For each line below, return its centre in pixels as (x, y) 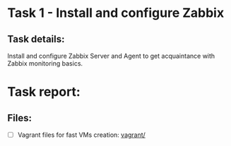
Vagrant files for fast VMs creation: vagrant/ (82, 135)
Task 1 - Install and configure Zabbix (116, 13)
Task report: (44, 92)
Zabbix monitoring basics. (45, 63)
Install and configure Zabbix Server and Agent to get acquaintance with (111, 56)
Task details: (36, 39)
